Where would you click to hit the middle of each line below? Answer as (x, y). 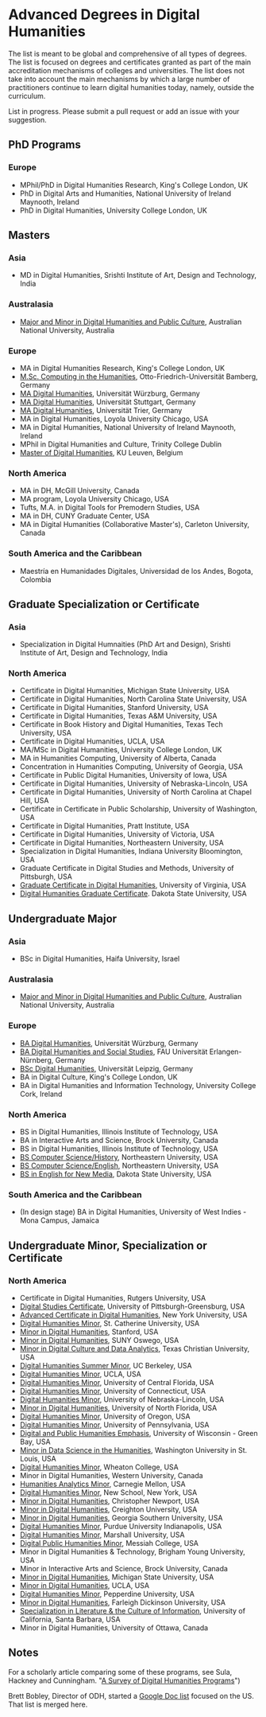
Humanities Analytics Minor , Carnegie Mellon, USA (102, 1484)
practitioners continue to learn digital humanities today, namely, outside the (131, 87)
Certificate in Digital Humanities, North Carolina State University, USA (133, 699)
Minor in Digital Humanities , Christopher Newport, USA (110, 1501)
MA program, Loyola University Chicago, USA (94, 499)
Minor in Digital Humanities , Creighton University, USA (108, 1509)
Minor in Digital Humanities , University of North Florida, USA (118, 1408)
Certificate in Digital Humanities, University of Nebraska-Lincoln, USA (134, 784)
